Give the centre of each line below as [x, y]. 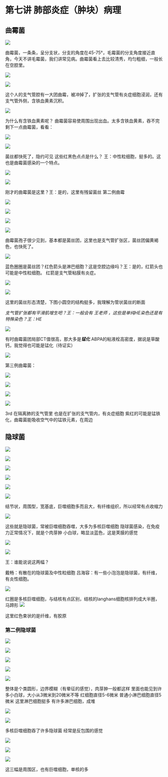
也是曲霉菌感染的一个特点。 [34, 163]
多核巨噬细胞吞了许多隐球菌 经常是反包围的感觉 [54, 730]
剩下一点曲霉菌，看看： [29, 127]
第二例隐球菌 [21, 630]
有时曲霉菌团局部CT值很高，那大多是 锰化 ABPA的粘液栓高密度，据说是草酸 [82, 339]
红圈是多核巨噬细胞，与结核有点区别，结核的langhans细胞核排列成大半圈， [82, 599]
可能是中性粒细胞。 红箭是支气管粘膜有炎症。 [52, 273]
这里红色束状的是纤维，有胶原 [36, 615]
